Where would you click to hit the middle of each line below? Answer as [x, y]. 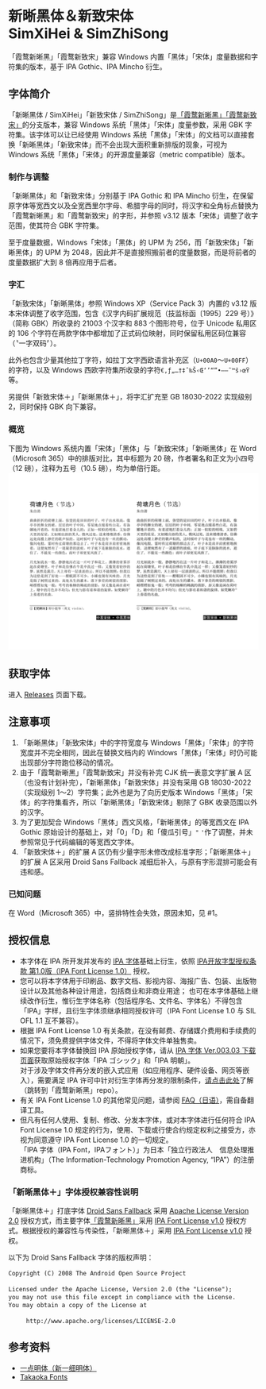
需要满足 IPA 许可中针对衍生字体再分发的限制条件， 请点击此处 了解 [145, 1080]
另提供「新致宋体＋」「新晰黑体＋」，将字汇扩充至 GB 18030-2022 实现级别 [130, 397]
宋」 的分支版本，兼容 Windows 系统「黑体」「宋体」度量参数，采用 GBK [126, 125]
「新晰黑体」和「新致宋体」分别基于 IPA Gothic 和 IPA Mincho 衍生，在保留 [131, 196]
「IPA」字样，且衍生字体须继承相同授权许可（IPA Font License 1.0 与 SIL [138, 1010]
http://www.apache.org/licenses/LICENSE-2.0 [101, 1321]
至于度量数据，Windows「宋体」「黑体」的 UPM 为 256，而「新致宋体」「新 [131, 242]
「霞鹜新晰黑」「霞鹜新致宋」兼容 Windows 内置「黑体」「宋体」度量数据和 [130, 56]
